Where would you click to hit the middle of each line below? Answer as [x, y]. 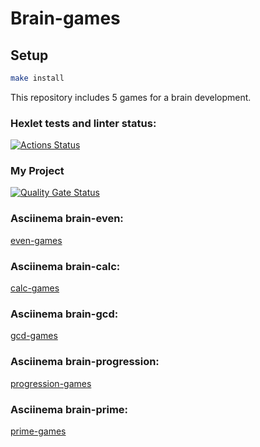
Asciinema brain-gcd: [64, 314]
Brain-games [65, 18]
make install [37, 78]
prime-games [38, 431]
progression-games [51, 383]
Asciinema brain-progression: [85, 362]
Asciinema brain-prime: [69, 409]
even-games [36, 240]
